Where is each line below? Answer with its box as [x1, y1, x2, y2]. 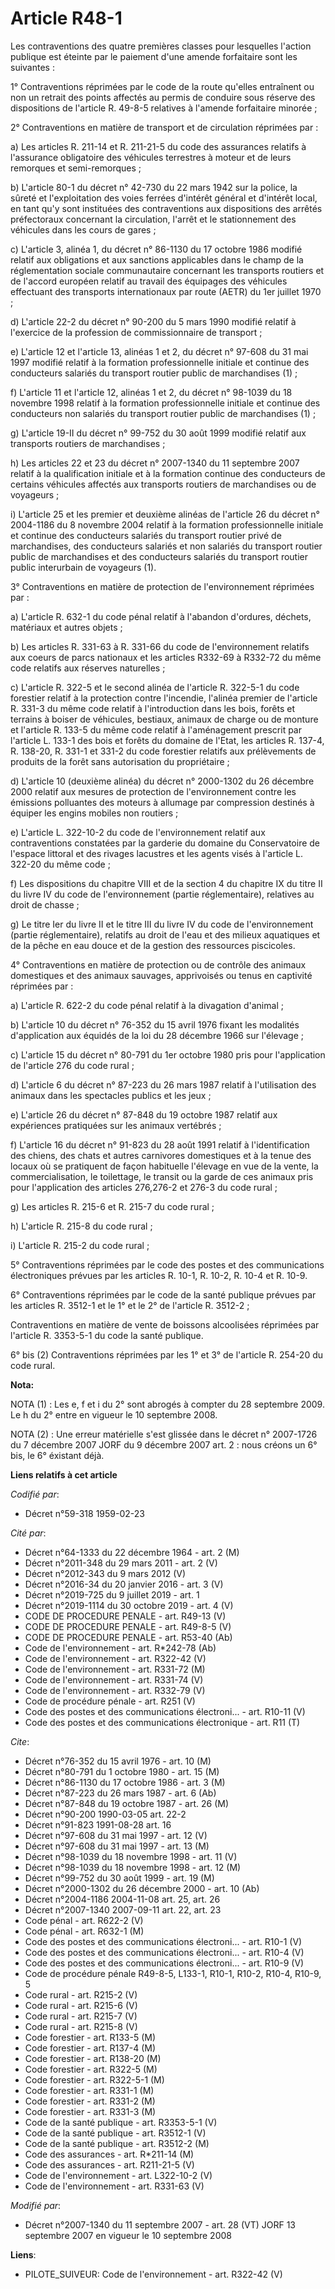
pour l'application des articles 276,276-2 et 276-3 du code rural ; [10, 1181, 278, 1193]
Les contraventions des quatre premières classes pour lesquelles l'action [10, 40, 312, 52]
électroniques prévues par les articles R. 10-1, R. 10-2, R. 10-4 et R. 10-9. [10, 1269, 308, 1281]
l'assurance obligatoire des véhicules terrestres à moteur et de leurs [10, 151, 292, 163]
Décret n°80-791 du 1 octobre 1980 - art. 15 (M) [24, 1765, 220, 1777]
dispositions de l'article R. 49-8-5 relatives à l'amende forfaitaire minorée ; [10, 102, 318, 114]
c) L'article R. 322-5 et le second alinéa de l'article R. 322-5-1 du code [10, 681, 300, 693]
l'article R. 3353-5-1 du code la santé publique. [10, 1329, 204, 1341]
